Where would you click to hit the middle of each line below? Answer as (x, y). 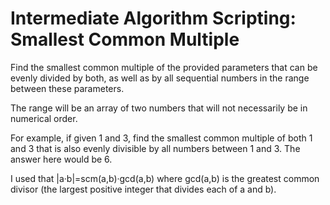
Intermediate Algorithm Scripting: (153, 18)
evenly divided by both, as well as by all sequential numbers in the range (160, 78)
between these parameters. (67, 88)
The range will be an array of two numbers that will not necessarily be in (159, 108)
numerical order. (44, 118)
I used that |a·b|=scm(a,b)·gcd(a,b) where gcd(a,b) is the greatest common (165, 178)
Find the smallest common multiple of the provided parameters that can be (164, 67)
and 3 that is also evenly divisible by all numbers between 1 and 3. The (155, 148)
